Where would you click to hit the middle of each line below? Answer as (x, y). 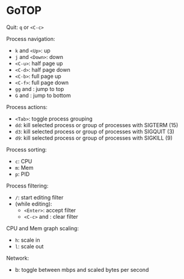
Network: (18, 258)
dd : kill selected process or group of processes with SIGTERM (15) (97, 125)
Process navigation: (31, 39)
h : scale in (27, 240)
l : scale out (29, 246)
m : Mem (24, 168)
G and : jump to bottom (43, 95)
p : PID (22, 174)
